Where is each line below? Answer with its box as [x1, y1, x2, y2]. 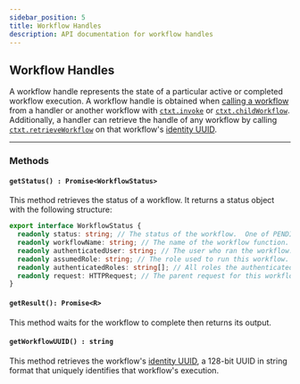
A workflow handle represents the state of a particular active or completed [9, 86, 284, 97]
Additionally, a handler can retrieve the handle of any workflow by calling [9, 115, 278, 126]
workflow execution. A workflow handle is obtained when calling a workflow [9, 95, 289, 107]
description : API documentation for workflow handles [9, 29, 214, 38]
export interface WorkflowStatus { [9, 222, 142, 231]
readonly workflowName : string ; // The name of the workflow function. [17, 238, 290, 248]
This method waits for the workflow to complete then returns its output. [9, 317, 272, 328]
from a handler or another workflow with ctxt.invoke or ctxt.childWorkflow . [9, 105, 290, 116]
